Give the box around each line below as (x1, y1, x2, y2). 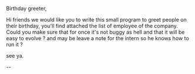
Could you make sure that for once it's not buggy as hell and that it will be (6, 29, 185, 36)
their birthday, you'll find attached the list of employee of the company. (6, 23, 179, 29)
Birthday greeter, (6, 5, 47, 12)
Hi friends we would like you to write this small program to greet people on (6, 16, 187, 23)
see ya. (6, 52, 24, 59)
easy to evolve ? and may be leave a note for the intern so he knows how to (6, 35, 190, 41)
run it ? (6, 41, 23, 48)
